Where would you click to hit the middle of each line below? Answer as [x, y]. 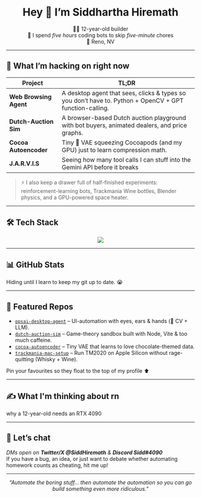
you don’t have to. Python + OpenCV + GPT [123, 100]
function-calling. [86, 108]
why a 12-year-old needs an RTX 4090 [54, 414]
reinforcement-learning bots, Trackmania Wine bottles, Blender [98, 191]
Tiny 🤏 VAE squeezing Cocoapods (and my [122, 142]
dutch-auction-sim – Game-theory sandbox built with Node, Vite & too [101, 334]
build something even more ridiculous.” [100, 488]
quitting [24, 360]
